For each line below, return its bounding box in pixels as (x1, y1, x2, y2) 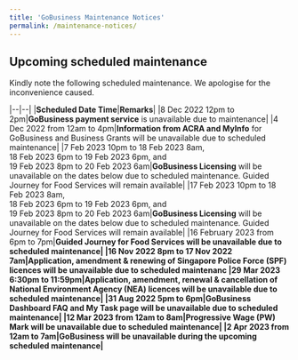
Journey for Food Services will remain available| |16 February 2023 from (9, 228, 274, 238)
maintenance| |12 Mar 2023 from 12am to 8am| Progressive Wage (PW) (9, 312, 276, 323)
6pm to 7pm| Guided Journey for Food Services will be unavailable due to (9, 236, 283, 247)
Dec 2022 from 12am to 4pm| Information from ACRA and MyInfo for (9, 124, 262, 134)
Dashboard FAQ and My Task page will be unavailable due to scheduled (9, 303, 278, 314)
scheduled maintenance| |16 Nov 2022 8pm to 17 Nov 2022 (9, 246, 233, 257)
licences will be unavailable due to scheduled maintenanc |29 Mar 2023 (9, 265, 281, 276)
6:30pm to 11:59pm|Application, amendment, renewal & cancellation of (9, 275, 278, 285)
